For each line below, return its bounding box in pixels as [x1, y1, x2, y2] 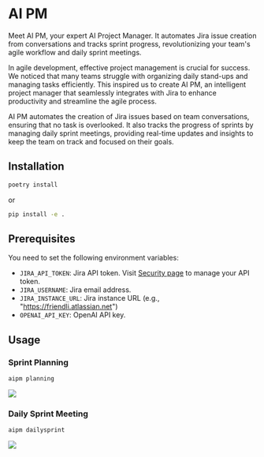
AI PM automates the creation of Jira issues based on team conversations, [8, 111, 250, 121]
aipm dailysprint [8, 426, 65, 434]
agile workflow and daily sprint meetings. [8, 47, 142, 57]
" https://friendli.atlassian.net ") [19, 302, 118, 312]
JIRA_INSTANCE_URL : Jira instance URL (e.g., [19, 294, 160, 303]
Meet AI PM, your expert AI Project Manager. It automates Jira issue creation [8, 31, 258, 40]
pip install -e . [8, 210, 65, 218]
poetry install [8, 181, 58, 189]
